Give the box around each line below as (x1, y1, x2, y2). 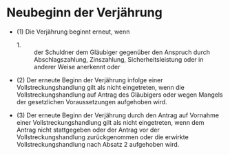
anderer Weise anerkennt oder (33, 62, 121, 71)
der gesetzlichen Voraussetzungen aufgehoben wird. (16, 97, 168, 106)
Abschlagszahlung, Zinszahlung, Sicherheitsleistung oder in (33, 55, 204, 63)
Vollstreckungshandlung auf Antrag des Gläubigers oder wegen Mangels (16, 91, 223, 99)
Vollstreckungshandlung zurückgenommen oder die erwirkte (16, 132, 189, 141)
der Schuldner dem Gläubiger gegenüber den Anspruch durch (33, 48, 211, 56)
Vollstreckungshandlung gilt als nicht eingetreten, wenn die (16, 83, 185, 91)
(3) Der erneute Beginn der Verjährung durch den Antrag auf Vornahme (16, 111, 220, 119)
